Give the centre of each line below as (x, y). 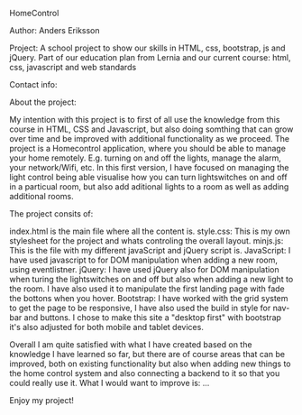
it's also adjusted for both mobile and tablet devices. (107, 327)
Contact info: (33, 84)
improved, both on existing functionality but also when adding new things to (150, 364)
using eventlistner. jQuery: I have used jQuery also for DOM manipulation (144, 269)
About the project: (43, 102)
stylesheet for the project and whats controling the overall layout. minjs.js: (146, 241)
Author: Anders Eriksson (55, 30)
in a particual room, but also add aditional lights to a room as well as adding (149, 187)
